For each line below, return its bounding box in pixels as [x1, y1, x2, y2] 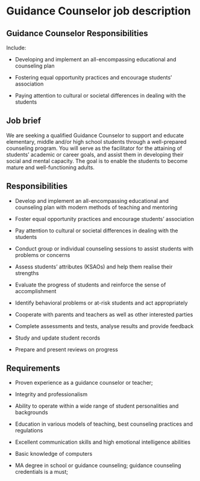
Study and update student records [14, 334, 101, 341]
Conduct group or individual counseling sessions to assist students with [14, 245, 194, 252]
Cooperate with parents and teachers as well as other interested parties [14, 311, 193, 318]
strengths [14, 269, 39, 276]
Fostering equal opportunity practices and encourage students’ [14, 74, 172, 81]
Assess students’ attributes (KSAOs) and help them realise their [14, 263, 173, 270]
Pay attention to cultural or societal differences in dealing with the [14, 227, 178, 234]
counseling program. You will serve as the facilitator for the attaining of [6, 144, 183, 152]
